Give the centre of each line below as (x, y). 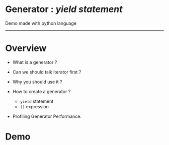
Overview (26, 48)
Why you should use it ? (37, 82)
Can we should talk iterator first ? (47, 72)
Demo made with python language (41, 23)
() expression (34, 106)
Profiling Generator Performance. (47, 116)
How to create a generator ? (41, 91)
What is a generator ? (35, 62)
